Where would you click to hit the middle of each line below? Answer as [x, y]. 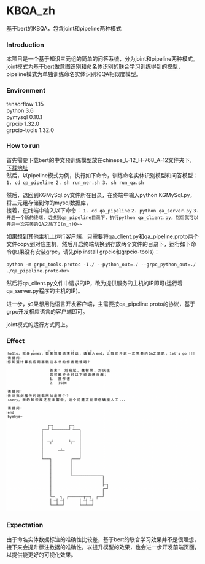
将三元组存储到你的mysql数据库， [49, 203]
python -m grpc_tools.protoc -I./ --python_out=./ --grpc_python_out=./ [101, 265]
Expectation [25, 525]
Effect [16, 341]
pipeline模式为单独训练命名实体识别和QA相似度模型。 [74, 74]
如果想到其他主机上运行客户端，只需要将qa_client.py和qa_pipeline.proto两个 [102, 236]
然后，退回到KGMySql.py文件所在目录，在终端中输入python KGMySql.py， [101, 195]
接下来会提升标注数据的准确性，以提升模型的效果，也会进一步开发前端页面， [103, 547]
